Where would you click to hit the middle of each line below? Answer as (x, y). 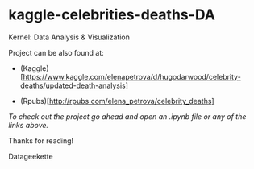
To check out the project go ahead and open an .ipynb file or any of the (127, 116)
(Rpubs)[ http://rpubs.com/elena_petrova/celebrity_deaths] (117, 101)
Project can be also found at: (56, 52)
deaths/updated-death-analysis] (74, 85)
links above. (29, 125)
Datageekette (31, 156)
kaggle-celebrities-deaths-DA (112, 15)
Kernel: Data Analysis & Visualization (69, 37)
